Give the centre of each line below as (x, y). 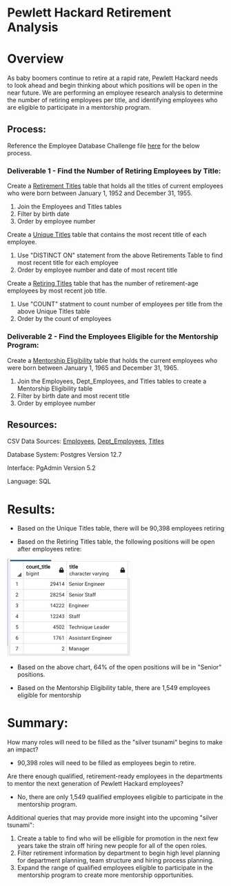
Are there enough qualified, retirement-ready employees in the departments (115, 776)
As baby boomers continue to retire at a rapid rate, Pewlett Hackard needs (113, 78)
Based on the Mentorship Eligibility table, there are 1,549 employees (113, 688)
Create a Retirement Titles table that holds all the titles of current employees (115, 186)
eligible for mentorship (49, 696)
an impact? (23, 749)
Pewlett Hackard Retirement (89, 13)
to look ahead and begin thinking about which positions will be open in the (113, 86)
